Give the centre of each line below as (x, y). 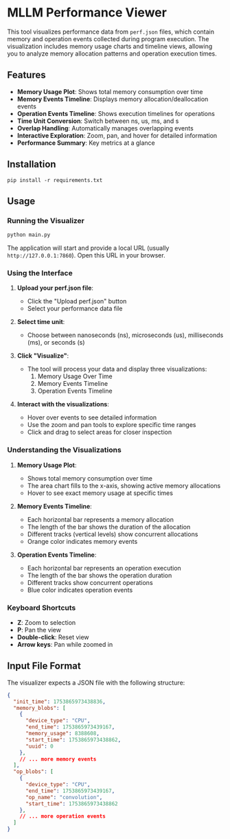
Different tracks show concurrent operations (90, 582)
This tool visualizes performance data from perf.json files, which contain (111, 32)
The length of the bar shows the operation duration (100, 575)
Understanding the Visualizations (64, 450)
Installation (32, 164)
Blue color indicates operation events (80, 590)
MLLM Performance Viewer (87, 13)
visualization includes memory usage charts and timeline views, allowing (110, 46)
